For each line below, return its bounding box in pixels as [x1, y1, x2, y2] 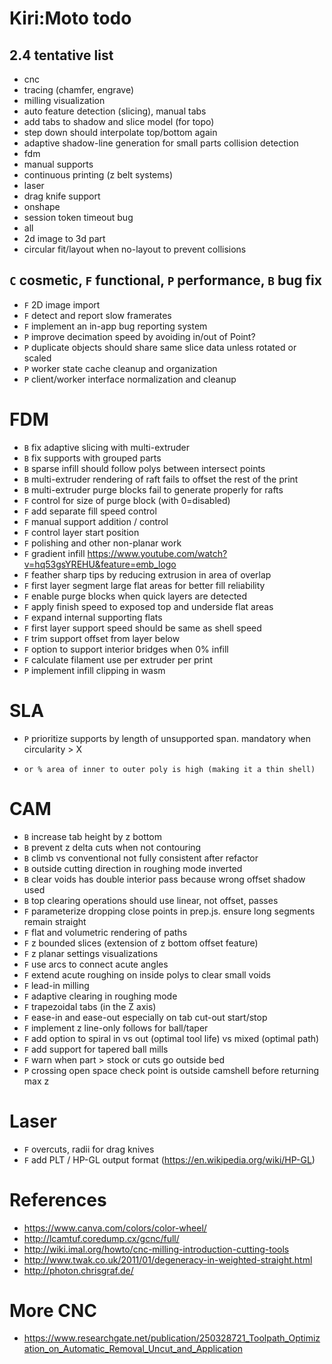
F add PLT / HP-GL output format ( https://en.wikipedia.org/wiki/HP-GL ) [23, 1153, 316, 1166]
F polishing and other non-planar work [23, 537, 182, 549]
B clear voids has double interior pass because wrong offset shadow [23, 873, 306, 885]
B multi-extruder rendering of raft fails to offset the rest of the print [23, 473, 299, 485]
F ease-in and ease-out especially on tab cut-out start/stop [23, 1011, 268, 1023]
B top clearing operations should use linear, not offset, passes [23, 894, 279, 906]
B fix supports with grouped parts [23, 452, 162, 464]
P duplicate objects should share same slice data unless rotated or [23, 341, 297, 353]
